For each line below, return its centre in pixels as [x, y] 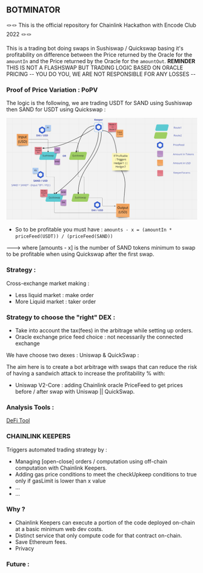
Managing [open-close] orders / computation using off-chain [91, 461]
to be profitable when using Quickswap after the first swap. [80, 254]
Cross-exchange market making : [48, 283]
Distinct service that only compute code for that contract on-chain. [98, 535]
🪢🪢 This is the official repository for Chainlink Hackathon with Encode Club [101, 25]
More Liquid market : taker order [55, 301]
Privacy [25, 548]
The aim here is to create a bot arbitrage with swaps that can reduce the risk [102, 366]
